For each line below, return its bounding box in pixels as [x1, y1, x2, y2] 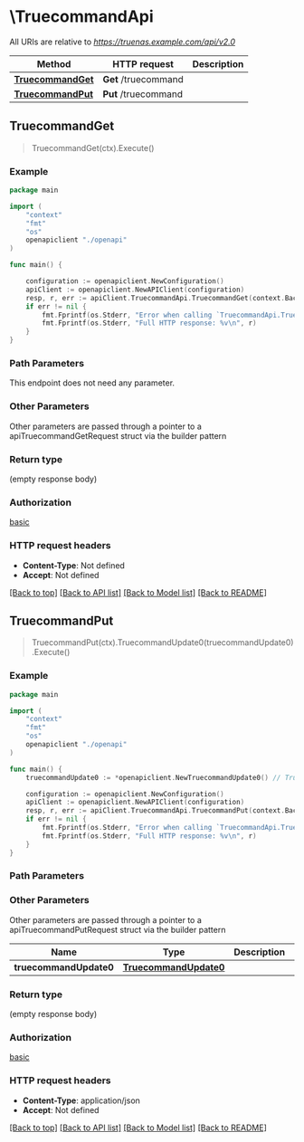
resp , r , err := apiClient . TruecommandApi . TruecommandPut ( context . [25, 806, 285, 815]
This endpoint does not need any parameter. [9, 377, 175, 388]
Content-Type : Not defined [22, 559, 125, 571]
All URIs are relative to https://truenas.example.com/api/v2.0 [9, 36, 236, 47]
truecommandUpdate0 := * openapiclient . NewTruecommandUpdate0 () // [25, 773, 281, 782]
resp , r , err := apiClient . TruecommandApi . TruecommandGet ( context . [25, 293, 285, 302]
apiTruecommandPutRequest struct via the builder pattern [9, 924, 226, 935]
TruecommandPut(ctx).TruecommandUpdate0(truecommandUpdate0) [31, 637, 294, 648]
